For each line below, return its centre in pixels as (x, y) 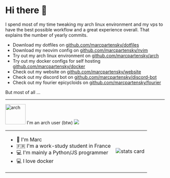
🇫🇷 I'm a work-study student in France (64, 146)
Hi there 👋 (26, 10)
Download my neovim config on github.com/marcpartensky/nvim (80, 50)
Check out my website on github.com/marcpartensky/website (77, 72)
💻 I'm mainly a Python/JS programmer (62, 152)
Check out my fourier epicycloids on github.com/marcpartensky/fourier (87, 82)
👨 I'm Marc (29, 140)
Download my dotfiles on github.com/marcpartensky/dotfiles (76, 45)
